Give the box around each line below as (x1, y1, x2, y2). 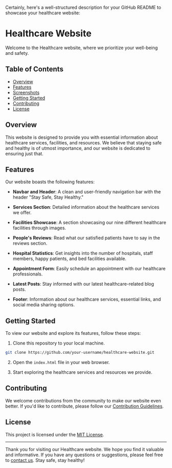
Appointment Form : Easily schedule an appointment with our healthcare (12, 266, 166, 272)
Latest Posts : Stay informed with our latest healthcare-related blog (12, 281, 155, 287)
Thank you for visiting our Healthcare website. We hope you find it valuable (5, 446, 164, 452)
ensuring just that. (5, 151, 44, 157)
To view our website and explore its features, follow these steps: (5, 330, 141, 336)
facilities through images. (12, 225, 67, 231)
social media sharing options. (12, 302, 75, 308)
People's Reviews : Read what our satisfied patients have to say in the (12, 235, 160, 241)
